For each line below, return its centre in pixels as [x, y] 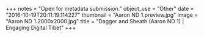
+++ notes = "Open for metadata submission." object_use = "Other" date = [100, 9]
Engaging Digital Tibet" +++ [41, 27]
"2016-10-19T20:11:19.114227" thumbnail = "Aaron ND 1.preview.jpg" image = [102, 15]
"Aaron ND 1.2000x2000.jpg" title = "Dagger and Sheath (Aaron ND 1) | [95, 21]
